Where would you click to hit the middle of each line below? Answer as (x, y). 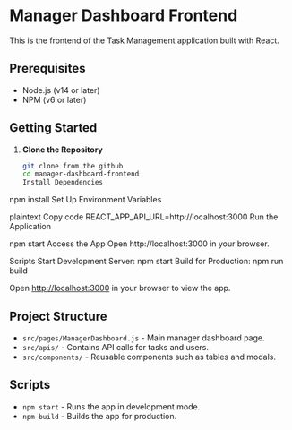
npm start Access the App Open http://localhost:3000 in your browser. (140, 244)
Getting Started (53, 128)
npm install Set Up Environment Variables (86, 200)
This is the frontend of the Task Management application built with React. (144, 40)
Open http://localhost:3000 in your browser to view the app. (120, 288)
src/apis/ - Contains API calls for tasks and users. (115, 347)
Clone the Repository (62, 150)
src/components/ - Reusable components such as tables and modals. (149, 357)
